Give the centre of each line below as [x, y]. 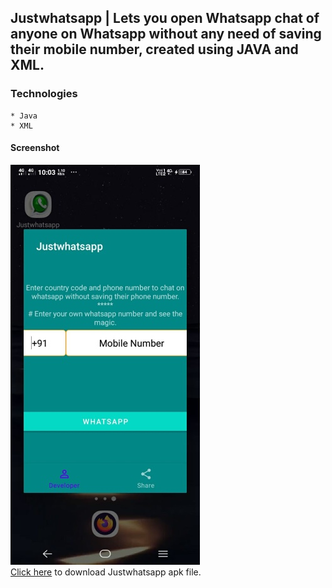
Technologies [44, 94]
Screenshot [35, 148]
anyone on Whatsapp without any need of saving [166, 34]
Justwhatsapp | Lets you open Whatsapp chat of [165, 18]
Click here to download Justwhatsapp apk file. [106, 572]
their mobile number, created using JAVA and [154, 49]
